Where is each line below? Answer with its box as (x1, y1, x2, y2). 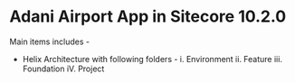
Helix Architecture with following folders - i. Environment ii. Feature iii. (22, 53, 283, 64)
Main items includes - (9, 36, 90, 47)
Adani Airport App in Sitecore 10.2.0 (9, 6, 287, 27)
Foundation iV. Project (22, 63, 105, 74)
